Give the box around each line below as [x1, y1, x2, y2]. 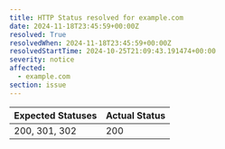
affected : [9, 64, 47, 73]
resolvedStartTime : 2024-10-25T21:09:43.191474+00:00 [9, 47, 217, 56]
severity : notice [9, 55, 75, 64]
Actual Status [105, 109, 165, 122]
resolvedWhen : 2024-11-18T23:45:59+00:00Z [9, 38, 172, 48]
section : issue [9, 80, 67, 89]
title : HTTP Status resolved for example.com [9, 13, 183, 23]
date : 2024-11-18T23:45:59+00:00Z [9, 22, 140, 31]
